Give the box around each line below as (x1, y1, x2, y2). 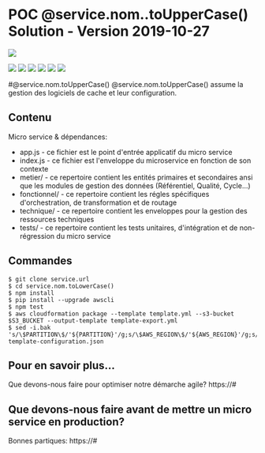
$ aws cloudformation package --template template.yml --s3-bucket (8, 310, 235, 318)
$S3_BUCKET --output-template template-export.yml (8, 316, 178, 325)
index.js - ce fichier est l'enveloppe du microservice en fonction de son (19, 156, 252, 165)
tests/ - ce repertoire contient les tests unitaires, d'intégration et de (19, 223, 238, 232)
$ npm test (8, 303, 44, 311)
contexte (19, 164, 49, 173)
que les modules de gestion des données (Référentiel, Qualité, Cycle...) (19, 180, 251, 191)
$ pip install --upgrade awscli (8, 296, 114, 304)
